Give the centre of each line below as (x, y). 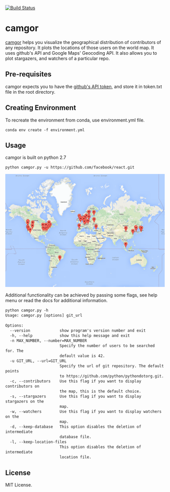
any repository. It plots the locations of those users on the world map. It (80, 48)
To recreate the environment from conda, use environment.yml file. (75, 120)
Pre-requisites (28, 74)
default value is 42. (82, 356)
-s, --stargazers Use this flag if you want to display (76, 397)
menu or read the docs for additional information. (56, 301)
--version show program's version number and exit (78, 331)
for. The (14, 351)
